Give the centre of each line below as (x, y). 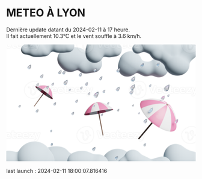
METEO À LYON (46, 13)
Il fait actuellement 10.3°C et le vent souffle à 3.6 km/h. (74, 36)
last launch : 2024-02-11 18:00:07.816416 (57, 171)
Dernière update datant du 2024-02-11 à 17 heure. (68, 30)
